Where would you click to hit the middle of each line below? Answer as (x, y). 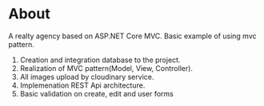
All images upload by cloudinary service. (87, 77)
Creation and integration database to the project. (100, 60)
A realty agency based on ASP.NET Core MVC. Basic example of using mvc (133, 36)
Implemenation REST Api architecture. (82, 85)
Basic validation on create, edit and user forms (96, 93)
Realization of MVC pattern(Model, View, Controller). (106, 68)
